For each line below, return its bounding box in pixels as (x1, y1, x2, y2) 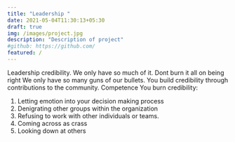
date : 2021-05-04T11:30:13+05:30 (7, 17, 105, 24)
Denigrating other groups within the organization (17, 104, 159, 113)
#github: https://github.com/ (7, 43, 96, 50)
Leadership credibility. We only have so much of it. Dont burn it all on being (7, 68, 224, 77)
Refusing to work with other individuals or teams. (17, 111, 159, 120)
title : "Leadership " (7, 10, 71, 17)
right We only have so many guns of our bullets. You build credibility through (7, 76, 229, 84)
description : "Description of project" (7, 36, 124, 43)
